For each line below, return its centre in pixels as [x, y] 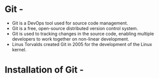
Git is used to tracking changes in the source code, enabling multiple [83, 33]
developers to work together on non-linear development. [70, 39]
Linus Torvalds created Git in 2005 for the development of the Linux [82, 44]
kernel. [19, 49]
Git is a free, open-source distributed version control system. [75, 28]
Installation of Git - [44, 70]
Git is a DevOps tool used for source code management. [70, 23]
